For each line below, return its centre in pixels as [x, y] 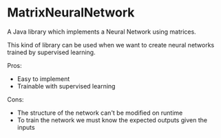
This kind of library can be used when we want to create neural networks [111, 45]
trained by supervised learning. [51, 52]
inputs [26, 127]
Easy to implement [43, 79]
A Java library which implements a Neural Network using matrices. [102, 32]
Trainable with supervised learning [66, 86]
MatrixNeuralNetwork [71, 13]
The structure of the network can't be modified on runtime [100, 113]
